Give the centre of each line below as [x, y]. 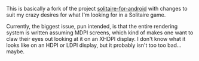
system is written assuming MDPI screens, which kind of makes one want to [100, 33]
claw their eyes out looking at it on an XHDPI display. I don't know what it [96, 39]
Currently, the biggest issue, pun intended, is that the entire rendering [92, 26]
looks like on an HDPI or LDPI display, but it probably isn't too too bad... [94, 45]
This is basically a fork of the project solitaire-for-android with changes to [97, 9]
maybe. [16, 52]
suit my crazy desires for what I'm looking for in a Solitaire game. [86, 15]
